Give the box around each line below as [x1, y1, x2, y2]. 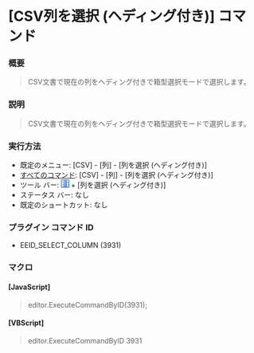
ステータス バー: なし [19, 190, 89, 200]
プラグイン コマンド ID [8, 222, 94, 233]
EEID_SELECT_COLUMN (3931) [19, 241, 122, 250]
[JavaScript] [8, 282, 50, 292]
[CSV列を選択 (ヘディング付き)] [8, 7, 215, 25]
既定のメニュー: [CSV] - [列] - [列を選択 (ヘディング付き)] [19, 160, 208, 170]
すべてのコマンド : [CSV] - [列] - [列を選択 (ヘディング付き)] [19, 171, 213, 180]
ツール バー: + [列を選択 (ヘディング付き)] [19, 180, 166, 190]
